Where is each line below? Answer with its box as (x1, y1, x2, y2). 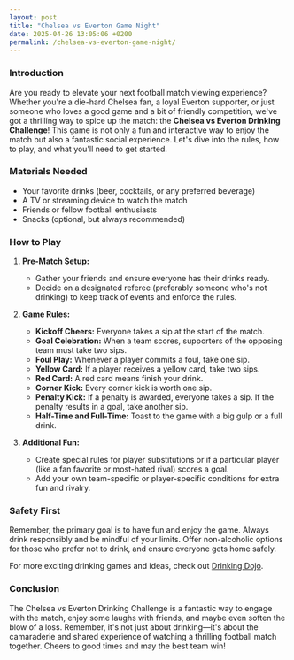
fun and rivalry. (35, 483, 91, 494)
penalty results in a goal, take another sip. (35, 402, 189, 412)
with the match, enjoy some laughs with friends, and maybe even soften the (9, 612, 286, 623)
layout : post (9, 12, 58, 22)
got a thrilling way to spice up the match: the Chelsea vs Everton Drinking (9, 115, 281, 126)
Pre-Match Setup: (21, 256, 90, 266)
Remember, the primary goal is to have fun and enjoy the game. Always (9, 525, 270, 535)
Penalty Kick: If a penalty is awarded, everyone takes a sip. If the (35, 392, 275, 403)
